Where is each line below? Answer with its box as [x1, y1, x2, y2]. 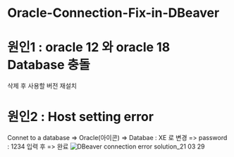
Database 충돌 [7, 57, 90, 73]
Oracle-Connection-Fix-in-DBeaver [7, 5, 220, 21]
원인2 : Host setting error [7, 109, 154, 125]
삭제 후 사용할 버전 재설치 [7, 82, 78, 90]
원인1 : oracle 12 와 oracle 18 [7, 39, 171, 56]
